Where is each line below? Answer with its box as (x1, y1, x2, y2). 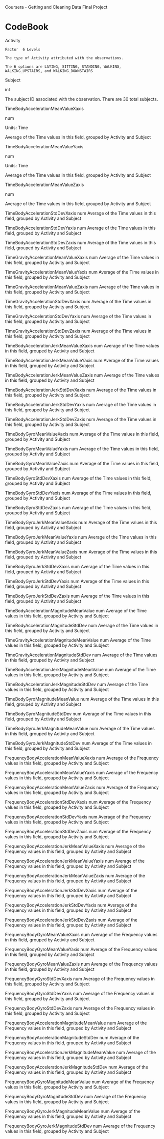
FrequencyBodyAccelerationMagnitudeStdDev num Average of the (5, 1034, 140, 1040)
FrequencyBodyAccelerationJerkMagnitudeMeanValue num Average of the (5, 1049, 156, 1055)
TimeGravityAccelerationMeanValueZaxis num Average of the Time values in (5, 284, 160, 290)
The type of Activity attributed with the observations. (5, 55, 124, 60)
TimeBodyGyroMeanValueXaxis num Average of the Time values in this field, (5, 431, 160, 437)
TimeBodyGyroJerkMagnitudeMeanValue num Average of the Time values (5, 725, 155, 731)
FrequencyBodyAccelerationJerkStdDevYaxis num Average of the (5, 902, 138, 908)
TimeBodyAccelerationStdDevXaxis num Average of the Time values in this (5, 210, 156, 216)
